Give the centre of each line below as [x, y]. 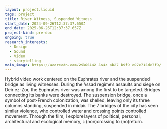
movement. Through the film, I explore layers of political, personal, [73, 116]
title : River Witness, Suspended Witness [49, 19]
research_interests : [27, 42]
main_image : [17, 65]
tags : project [20, 14]
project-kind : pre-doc [29, 33]
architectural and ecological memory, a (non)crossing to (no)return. [74, 122]
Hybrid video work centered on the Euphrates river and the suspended [78, 79]
